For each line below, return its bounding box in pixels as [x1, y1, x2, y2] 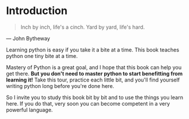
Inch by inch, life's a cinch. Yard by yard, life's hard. [20, 23, 145, 30]
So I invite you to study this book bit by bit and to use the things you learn [6, 94, 183, 101]
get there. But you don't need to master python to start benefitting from [6, 70, 183, 77]
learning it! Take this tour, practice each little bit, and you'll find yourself [6, 76, 180, 83]
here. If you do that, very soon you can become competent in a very [6, 100, 170, 107]
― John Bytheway [6, 35, 50, 42]
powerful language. [6, 106, 53, 113]
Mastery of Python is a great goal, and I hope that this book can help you [6, 63, 182, 71]
